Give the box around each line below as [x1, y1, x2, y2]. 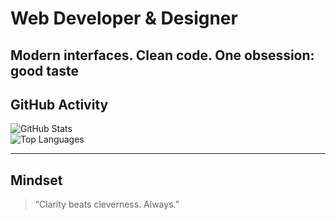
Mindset [10, 172, 63, 189]
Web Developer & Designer [10, 7, 238, 30]
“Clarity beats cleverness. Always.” [34, 198, 180, 211]
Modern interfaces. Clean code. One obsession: [10, 47, 315, 64]
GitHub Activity [10, 96, 109, 113]
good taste [10, 62, 79, 79]
